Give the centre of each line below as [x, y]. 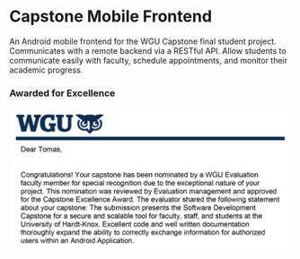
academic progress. [46, 70]
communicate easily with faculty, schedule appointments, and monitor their [149, 60]
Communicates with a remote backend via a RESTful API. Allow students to [148, 50]
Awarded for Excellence [62, 93]
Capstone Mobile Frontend [111, 17]
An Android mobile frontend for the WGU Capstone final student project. [143, 41]
